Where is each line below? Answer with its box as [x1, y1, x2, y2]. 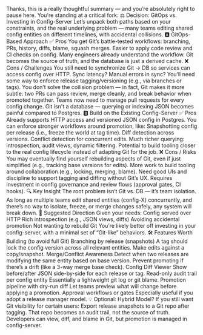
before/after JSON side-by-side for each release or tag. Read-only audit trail [6, 270, 197, 277]
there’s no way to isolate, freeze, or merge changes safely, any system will [6, 203, 192, 210]
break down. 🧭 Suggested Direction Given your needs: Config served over [6, 209, 191, 216]
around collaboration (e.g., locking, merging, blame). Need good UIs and [6, 168, 187, 175]
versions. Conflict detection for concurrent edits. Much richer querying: [6, 136, 185, 142]
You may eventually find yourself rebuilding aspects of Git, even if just [6, 155, 181, 162]
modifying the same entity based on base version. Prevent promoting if [6, 257, 184, 264]
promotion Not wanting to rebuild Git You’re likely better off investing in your [6, 222, 196, 229]
